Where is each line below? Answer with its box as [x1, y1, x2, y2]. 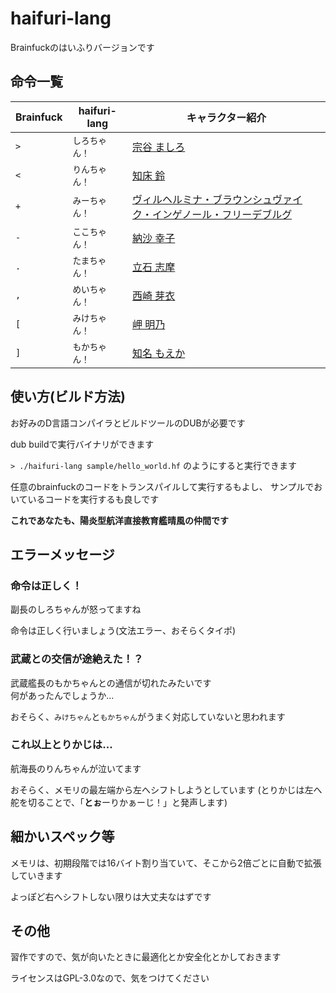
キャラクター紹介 [186, 110, 267, 124]
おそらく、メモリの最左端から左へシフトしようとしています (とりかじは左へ [10, 783, 323, 796]
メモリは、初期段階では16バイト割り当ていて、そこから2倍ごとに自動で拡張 [10, 857, 322, 869]
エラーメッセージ [10, 546, 115, 563]
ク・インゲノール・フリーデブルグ [131, 207, 293, 221]
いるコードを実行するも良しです [27, 493, 160, 505]
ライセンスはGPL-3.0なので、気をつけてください [10, 972, 210, 984]
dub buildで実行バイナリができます [10, 438, 155, 450]
